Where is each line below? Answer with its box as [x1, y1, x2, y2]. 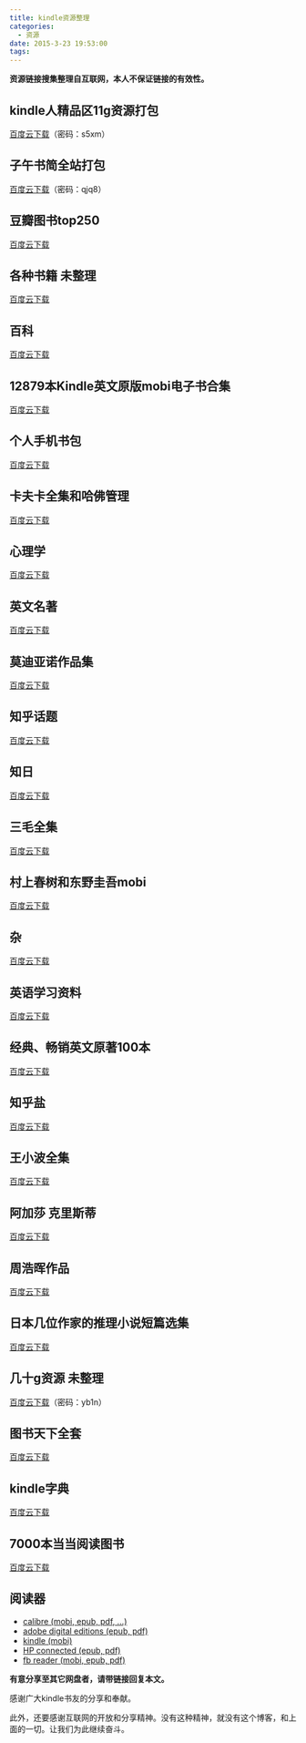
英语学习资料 [9, 985, 82, 1000]
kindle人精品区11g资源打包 [9, 102, 159, 118]
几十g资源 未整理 [9, 1370, 105, 1386]
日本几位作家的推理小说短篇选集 [9, 1316, 189, 1331]
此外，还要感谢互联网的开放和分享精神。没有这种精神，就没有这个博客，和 [9, 1712, 289, 1723]
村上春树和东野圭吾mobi [9, 874, 147, 889]
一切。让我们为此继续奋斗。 [25, 1723, 129, 1734]
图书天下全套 [9, 1426, 82, 1441]
